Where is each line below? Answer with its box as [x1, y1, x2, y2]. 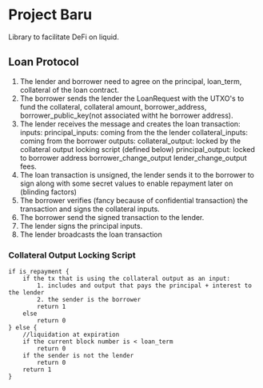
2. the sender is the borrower [37, 296, 141, 304]
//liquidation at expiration [22, 330, 120, 339]
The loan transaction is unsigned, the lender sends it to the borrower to [19, 170, 254, 179]
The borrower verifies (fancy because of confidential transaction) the [19, 195, 249, 205]
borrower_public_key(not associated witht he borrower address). [19, 110, 233, 120]
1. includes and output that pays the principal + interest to [37, 282, 252, 290]
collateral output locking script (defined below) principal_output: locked [19, 144, 256, 154]
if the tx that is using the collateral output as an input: [22, 274, 230, 283]
